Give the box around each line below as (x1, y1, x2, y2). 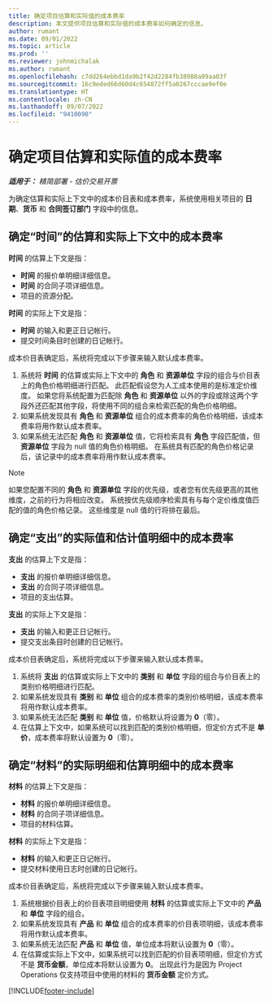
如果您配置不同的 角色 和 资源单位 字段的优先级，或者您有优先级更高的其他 (8, 484, 258, 494)
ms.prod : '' (8, 50, 49, 58)
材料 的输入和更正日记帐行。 (19, 854, 115, 864)
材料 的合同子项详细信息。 (19, 809, 108, 819)
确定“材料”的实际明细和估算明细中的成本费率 (8, 758, 234, 772)
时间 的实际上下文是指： (8, 308, 89, 318)
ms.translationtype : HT (8, 87, 89, 96)
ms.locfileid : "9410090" (8, 111, 93, 119)
